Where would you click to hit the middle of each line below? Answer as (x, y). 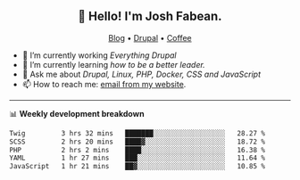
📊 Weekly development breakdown (77, 113)
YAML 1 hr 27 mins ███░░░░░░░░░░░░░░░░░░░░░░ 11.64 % (137, 158)
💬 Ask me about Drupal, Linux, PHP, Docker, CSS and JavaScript (142, 74)
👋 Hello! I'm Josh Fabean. (150, 16)
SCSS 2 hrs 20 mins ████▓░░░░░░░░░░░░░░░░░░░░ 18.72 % (137, 142)
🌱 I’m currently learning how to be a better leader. (113, 64)
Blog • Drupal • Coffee (150, 37)
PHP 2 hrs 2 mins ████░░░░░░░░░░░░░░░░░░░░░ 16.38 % (137, 150)
